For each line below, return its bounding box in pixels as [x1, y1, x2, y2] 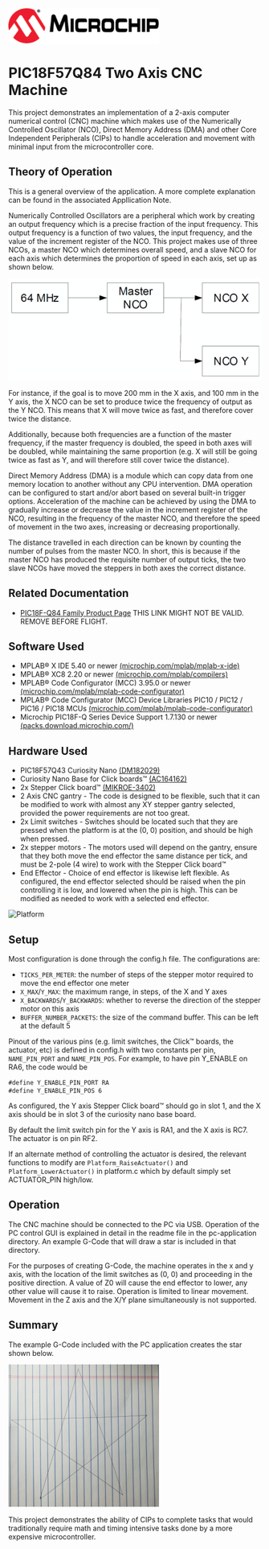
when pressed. [19, 834, 70, 844]
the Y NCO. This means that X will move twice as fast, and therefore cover [8, 405, 254, 414]
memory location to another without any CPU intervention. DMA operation [8, 479, 253, 488]
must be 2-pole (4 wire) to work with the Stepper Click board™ [19, 859, 226, 869]
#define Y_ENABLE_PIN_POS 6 [8, 1087, 103, 1095]
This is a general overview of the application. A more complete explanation [8, 186, 255, 196]
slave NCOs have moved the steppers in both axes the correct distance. [8, 563, 247, 573]
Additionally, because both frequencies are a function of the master [8, 429, 232, 439]
